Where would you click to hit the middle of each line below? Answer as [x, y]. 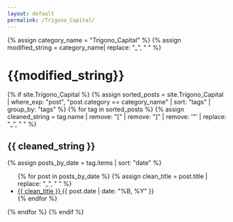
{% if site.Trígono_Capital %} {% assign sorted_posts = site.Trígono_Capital [115, 95]
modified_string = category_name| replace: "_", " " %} [84, 47]
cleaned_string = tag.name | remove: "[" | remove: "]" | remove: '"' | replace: [117, 117]
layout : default [31, 14]
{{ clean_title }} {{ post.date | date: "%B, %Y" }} [86, 191]
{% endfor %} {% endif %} [46, 212]
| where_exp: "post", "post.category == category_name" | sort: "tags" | [109, 102]
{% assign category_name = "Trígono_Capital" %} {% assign [94, 40]
